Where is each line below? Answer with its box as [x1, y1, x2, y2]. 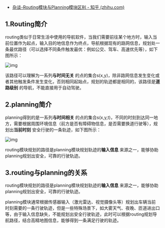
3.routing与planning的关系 [5, 169, 87, 177]
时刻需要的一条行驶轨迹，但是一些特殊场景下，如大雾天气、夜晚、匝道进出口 [5, 205, 160, 211]
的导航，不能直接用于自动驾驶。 [19, 85, 84, 90]
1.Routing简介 [5, 20, 48, 28]
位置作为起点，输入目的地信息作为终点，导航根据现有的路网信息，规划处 [9, 40, 156, 46]
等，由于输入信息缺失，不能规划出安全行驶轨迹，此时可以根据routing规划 [5, 211, 153, 217]
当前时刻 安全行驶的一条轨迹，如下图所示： [14, 127, 101, 133]
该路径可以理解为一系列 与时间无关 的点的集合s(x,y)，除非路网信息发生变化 [5, 72, 156, 78]
